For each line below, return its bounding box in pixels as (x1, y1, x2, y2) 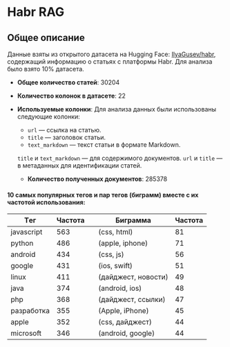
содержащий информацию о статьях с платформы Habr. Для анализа (7, 57, 213, 66)
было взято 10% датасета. (7, 65, 84, 73)
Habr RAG (7, 4, 64, 20)
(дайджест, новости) (98, 272, 169, 282)
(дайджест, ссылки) (98, 295, 166, 305)
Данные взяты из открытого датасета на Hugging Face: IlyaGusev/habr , (7, 50, 216, 58)
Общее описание (7, 32, 85, 44)
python (10, 238, 34, 248)
